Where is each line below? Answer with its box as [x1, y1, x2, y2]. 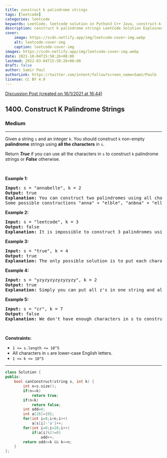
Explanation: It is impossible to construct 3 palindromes [5, 229, 153, 235]
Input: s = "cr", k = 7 [5, 306, 63, 312]
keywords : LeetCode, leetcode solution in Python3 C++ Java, [5, 21, 135, 26]
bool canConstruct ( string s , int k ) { [14, 379, 94, 384]
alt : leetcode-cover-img [14, 40, 66, 45]
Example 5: [5, 296, 29, 302]
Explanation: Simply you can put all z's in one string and [5, 287, 155, 293]
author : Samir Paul [5, 68, 46, 73]
